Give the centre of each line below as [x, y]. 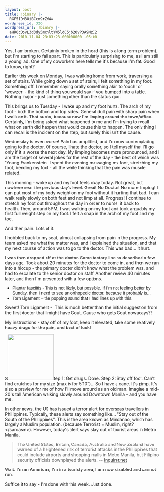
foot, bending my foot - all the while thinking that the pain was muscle [75, 167]
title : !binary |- [24, 14]
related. [13, 173]
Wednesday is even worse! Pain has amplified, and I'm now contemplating [80, 141]
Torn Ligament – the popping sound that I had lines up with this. [72, 298]
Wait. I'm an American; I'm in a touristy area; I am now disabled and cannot [81, 469]
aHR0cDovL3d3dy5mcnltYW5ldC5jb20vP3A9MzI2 [53, 32]
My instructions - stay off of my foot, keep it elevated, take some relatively [80, 322]
